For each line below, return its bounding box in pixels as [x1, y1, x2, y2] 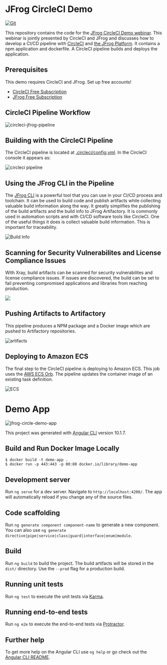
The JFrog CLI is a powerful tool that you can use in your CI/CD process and [5, 192, 162, 198]
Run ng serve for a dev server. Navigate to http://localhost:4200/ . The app [5, 489, 162, 495]
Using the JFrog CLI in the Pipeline [5, 179, 114, 187]
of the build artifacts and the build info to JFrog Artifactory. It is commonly [5, 208, 158, 214]
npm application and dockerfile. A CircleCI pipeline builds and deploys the [5, 46, 157, 52]
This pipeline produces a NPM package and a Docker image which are [5, 322, 150, 328]
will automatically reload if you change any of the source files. [5, 494, 133, 500]
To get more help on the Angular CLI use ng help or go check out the [5, 649, 147, 655]
